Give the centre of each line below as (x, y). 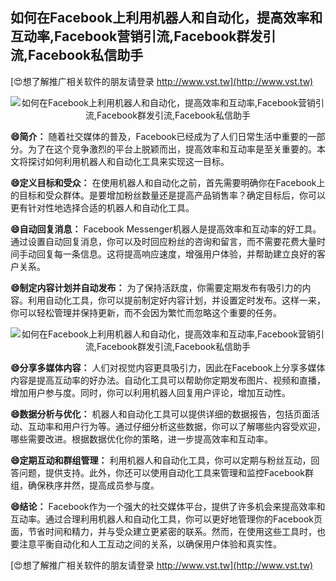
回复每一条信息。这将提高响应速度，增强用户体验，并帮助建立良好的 (176, 254)
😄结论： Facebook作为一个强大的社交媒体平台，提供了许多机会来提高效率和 (168, 506)
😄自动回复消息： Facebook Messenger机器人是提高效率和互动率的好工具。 (166, 229)
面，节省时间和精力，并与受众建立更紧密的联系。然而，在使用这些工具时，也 (168, 531)
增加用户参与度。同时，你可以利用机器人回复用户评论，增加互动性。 (150, 392)
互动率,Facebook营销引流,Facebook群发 (136, 36)
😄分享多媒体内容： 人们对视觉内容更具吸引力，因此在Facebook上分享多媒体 (168, 367)
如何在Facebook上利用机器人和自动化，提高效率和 (166, 18)
